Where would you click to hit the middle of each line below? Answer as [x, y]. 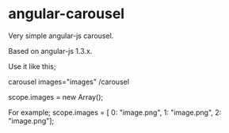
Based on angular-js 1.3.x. [50, 51]
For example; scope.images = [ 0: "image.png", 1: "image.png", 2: [115, 112]
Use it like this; [32, 66]
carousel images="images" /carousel [69, 82]
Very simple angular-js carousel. [61, 36]
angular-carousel [67, 14]
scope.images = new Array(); [56, 97]
